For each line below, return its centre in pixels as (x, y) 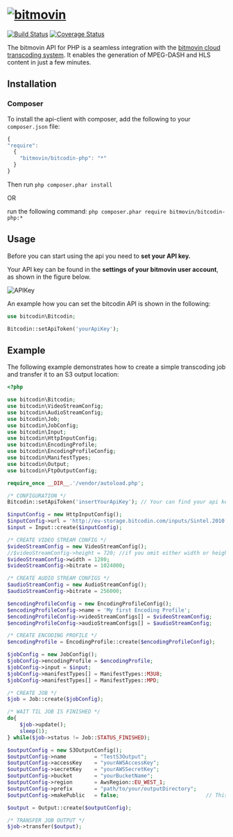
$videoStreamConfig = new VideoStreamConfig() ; (77, 546)
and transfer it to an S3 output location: (63, 374)
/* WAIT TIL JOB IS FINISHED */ (54, 712)
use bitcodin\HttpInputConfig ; (52, 438)
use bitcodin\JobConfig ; (43, 425)
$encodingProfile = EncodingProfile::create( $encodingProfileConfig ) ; (111, 642)
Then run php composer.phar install (60, 184)
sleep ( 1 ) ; (34, 731)
